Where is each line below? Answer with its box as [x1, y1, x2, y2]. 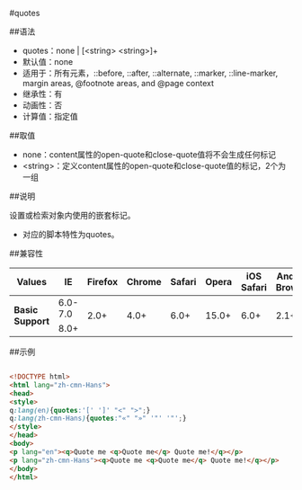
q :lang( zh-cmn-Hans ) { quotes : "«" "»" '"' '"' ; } [9, 414, 187, 423]
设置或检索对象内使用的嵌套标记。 [9, 210, 136, 220]
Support [13, 315, 50, 327]
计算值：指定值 [22, 111, 78, 121]
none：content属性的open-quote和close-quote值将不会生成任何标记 [22, 149, 277, 160]
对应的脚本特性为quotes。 [22, 229, 120, 239]
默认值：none [22, 57, 74, 67]
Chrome [126, 276, 162, 288]
